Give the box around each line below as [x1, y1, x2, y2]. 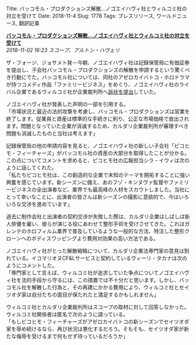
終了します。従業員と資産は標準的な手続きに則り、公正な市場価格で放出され [6, 116, 190, 122]
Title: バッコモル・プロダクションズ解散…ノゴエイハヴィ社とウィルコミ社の [6, 5, 187, 12]
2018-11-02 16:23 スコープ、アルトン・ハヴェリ [6, 47, 120, 54]
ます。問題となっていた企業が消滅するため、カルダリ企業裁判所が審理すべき [6, 123, 189, 130]
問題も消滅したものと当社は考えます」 [6, 130, 98, 137]
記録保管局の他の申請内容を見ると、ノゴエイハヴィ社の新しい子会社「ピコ [6, 142, 185, 149]
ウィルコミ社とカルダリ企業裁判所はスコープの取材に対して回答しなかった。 [6, 304, 190, 311]
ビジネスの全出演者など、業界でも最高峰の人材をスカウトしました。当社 [10, 186, 185, 193]
